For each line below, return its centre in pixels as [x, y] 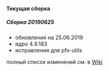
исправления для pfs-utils [48, 50]
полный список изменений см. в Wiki [54, 62]
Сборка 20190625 [30, 22]
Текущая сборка [28, 8]
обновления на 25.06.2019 [49, 37]
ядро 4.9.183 [31, 44]
